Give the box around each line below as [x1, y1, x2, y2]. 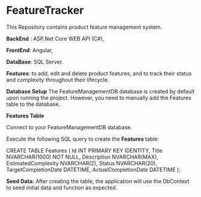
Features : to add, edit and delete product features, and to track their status [6, 69, 192, 77]
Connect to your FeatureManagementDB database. [6, 123, 132, 131]
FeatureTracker [6, 4, 84, 17]
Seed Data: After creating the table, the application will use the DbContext [6, 177, 190, 184]
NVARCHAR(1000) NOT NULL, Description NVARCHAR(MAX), [6, 153, 159, 160]
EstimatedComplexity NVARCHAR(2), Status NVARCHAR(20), [6, 159, 157, 166]
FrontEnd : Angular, [6, 46, 53, 54]
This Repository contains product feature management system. [6, 23, 163, 31]
